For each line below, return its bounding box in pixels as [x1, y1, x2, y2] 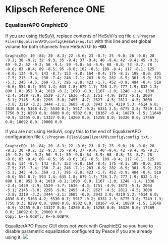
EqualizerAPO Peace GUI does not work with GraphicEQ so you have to [5, 223, 153, 229]
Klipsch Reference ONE [5, 4, 105, 15]
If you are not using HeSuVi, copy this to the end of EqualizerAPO [5, 129, 141, 135]
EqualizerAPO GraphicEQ [5, 22, 68, 29]
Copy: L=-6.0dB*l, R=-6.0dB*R [5, 214, 69, 219]
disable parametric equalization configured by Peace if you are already [5, 228, 153, 234]
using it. [5, 234, 22, 240]
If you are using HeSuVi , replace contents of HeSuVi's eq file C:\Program [5, 33, 155, 39]
